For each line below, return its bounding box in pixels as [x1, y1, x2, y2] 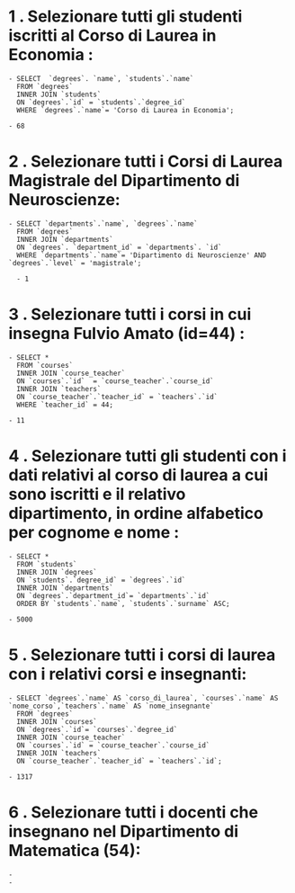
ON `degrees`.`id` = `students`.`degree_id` [16, 97, 186, 107]
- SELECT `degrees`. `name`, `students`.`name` [8, 74, 194, 83]
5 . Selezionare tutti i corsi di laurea [8, 645, 276, 665]
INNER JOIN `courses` [16, 717, 98, 726]
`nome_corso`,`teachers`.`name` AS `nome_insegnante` [8, 701, 215, 710]
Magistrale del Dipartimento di [8, 171, 240, 191]
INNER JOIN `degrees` [16, 567, 98, 576]
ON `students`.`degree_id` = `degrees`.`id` [16, 576, 186, 585]
